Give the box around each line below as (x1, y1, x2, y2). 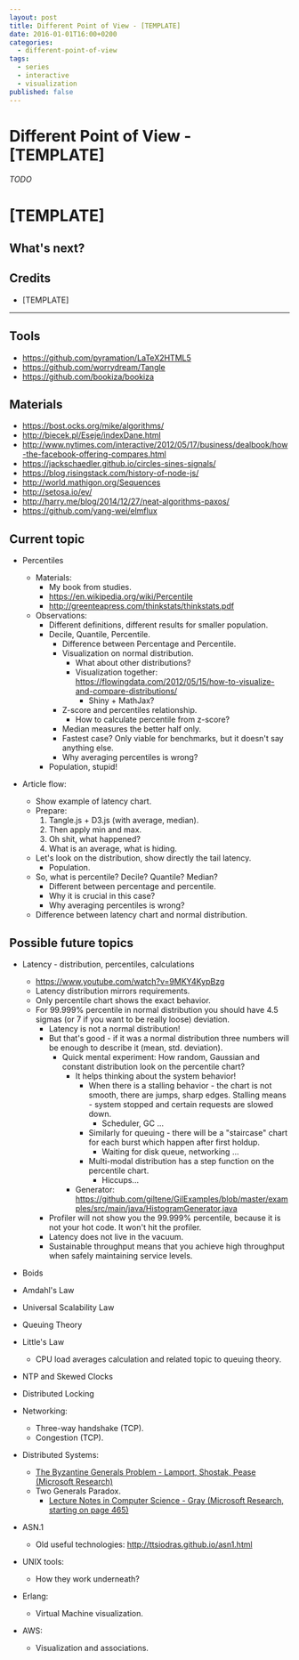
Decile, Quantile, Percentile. (48, 629, 151, 640)
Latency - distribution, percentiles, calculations (21, 959, 195, 970)
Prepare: (35, 806, 68, 816)
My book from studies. (48, 582, 132, 593)
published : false (9, 87, 74, 96)
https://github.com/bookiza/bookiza (21, 371, 154, 382)
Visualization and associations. (35, 1643, 149, 1654)
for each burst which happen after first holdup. (88, 1137, 261, 1148)
